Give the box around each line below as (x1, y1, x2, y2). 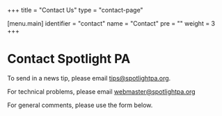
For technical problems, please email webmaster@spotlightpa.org (7, 87, 196, 96)
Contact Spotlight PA (7, 51, 131, 67)
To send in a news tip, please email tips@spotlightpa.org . (7, 74, 171, 82)
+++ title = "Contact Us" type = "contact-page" (7, 6, 144, 14)
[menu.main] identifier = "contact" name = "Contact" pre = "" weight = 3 (7, 19, 216, 27)
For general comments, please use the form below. (7, 101, 153, 109)
